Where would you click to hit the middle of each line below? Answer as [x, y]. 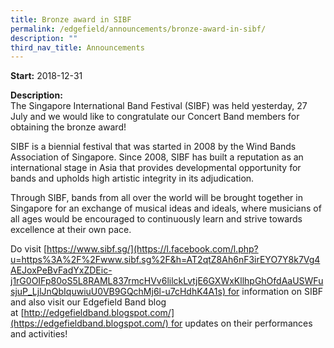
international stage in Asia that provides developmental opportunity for [156, 168]
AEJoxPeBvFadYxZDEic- [61, 270]
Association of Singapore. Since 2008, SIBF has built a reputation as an [157, 157]
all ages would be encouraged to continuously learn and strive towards [156, 219]
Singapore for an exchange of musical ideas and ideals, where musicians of [166, 208]
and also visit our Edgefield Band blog [88, 302]
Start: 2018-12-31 [46, 76]
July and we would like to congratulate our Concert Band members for [155, 117]
